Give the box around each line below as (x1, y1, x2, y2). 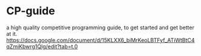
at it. (6, 30, 18, 37)
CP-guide (6, 4, 56, 18)
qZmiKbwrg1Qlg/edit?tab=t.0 (6, 43, 78, 50)
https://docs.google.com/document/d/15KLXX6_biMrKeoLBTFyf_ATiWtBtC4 (6, 36, 195, 43)
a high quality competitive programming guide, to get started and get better (6, 24, 195, 31)
